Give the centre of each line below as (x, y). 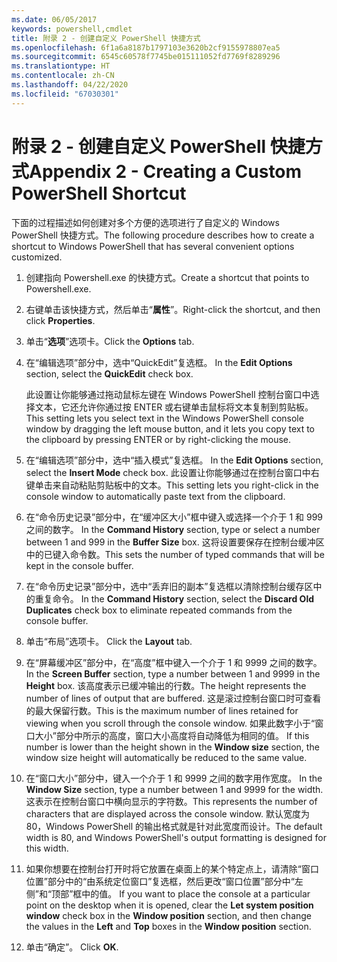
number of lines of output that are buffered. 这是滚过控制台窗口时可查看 (173, 698)
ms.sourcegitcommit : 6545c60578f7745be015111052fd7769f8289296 (146, 57)
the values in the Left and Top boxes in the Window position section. (168, 926)
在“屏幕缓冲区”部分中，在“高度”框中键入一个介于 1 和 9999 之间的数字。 (174, 662)
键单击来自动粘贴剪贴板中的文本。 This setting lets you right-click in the (172, 485)
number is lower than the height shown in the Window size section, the (172, 747)
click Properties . (60, 320)
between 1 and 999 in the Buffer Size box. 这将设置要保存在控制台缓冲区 (175, 542)
